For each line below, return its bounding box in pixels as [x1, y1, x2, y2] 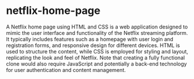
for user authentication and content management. [6, 66, 126, 73]
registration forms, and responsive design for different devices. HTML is [6, 42, 181, 49]
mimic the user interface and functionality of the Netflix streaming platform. [6, 29, 188, 36]
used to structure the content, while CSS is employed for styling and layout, [6, 48, 189, 55]
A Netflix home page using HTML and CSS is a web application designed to [6, 23, 188, 30]
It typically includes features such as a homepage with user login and [6, 35, 174, 42]
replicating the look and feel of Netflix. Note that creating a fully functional [6, 54, 185, 61]
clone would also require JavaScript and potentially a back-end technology [6, 60, 188, 67]
